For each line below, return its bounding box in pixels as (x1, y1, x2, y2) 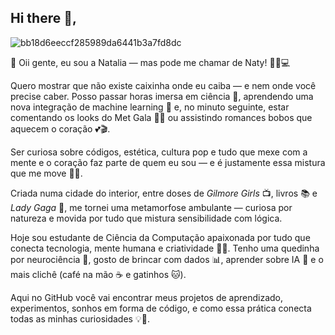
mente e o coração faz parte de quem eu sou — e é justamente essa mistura (10, 156, 326, 168)
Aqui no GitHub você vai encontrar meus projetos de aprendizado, (10, 291, 284, 303)
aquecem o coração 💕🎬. (10, 122, 111, 135)
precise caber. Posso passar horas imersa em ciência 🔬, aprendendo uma (10, 90, 314, 102)
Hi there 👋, (10, 10, 77, 27)
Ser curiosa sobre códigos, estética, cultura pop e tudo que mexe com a (10, 146, 308, 158)
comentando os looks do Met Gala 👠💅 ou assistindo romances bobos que (10, 111, 313, 123)
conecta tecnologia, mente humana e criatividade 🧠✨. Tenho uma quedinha (10, 242, 320, 254)
